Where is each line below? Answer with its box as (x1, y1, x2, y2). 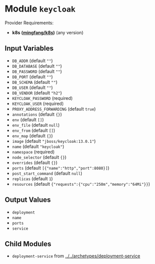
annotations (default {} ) (12, 111, 62, 117)
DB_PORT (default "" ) (12, 74, 54, 80)
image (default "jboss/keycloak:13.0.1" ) (12, 138, 96, 144)
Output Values (5, 195, 51, 204)
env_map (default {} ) (12, 132, 54, 139)
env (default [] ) (12, 117, 44, 123)
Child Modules (5, 239, 51, 248)
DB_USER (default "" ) (12, 84, 54, 90)
